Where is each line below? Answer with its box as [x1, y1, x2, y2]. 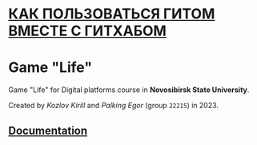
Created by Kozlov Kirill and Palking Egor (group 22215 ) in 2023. [8, 101, 219, 111]
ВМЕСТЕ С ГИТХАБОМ [8, 22, 167, 40]
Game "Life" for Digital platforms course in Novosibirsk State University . [8, 85, 250, 95]
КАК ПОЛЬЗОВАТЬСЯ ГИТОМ [8, 5, 215, 23]
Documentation [8, 123, 88, 137]
